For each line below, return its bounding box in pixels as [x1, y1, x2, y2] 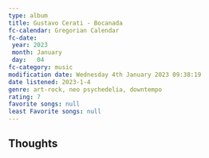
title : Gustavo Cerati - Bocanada [8, 19, 124, 27]
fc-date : [8, 33, 37, 42]
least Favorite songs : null [8, 108, 102, 116]
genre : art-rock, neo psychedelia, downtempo [8, 85, 162, 94]
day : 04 [11, 56, 45, 64]
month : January [11, 48, 62, 56]
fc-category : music [8, 64, 73, 71]
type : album [8, 11, 48, 20]
